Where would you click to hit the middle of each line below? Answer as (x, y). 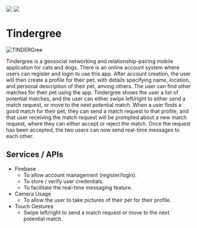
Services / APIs (35, 155)
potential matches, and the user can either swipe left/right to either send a (96, 98)
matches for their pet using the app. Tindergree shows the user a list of (92, 92)
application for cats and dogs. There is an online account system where (93, 67)
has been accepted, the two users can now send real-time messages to (93, 130)
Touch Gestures (34, 206)
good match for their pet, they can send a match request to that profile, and (98, 111)
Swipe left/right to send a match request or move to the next (96, 212)
